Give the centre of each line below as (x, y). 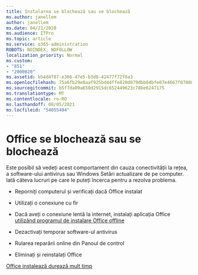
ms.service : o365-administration (47, 45)
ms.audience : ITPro (30, 33)
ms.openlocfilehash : (32, 83)
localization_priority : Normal (44, 55)
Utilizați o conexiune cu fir (46, 203)
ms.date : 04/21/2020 (32, 28)
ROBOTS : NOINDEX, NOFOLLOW (39, 50)
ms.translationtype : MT (35, 93)
